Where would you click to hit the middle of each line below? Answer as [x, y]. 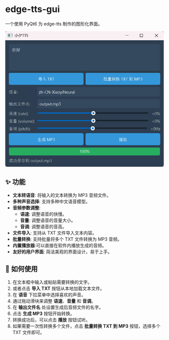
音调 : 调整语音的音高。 [43, 226]
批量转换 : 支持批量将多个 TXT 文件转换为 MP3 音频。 [67, 239]
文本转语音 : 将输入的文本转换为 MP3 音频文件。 [62, 195]
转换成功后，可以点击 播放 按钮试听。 [51, 319]
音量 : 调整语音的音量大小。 [48, 220]
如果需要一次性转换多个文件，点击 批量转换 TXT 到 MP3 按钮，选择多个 [87, 326]
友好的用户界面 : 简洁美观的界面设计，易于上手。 [62, 252]
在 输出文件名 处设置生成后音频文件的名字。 [58, 307]
